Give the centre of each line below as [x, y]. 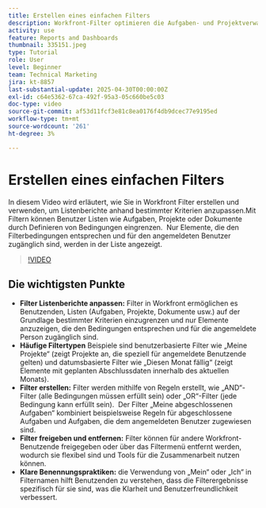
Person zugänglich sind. [59, 337]
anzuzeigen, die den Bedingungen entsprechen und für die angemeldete [138, 329]
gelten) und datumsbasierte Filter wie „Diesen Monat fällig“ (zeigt [126, 363]
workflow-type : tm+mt [44, 119]
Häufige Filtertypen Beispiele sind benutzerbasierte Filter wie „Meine [133, 345]
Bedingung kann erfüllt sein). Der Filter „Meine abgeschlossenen [126, 405]
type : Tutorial [33, 52]
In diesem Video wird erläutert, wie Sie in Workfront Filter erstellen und [124, 202]
